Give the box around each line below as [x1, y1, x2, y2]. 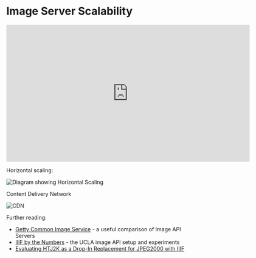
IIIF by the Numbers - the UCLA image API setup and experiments [15, 239, 180, 246]
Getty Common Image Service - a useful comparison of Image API [15, 225, 181, 232]
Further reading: [6, 214, 47, 221]
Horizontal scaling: [6, 166, 54, 174]
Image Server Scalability [6, 4, 133, 18]
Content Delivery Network [6, 190, 72, 197]
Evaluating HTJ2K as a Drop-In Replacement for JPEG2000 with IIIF [15, 245, 185, 252]
